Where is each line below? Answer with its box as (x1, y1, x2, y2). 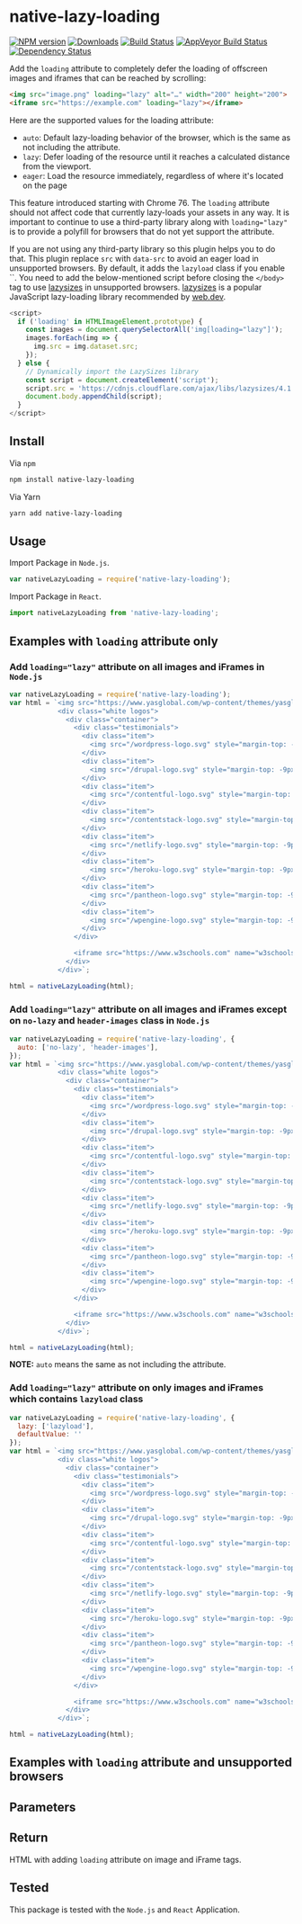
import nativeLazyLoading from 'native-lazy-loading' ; (9, 609, 219, 618)
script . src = (25, 384, 75, 393)
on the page (22, 180, 67, 191)
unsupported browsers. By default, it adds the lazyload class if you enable (9, 263, 286, 273)
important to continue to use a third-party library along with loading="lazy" (9, 216, 288, 227)
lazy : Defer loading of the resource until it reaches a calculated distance (22, 151, 290, 162)
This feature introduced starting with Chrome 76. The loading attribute (9, 197, 270, 208)
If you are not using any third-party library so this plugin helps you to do (9, 243, 276, 254)
